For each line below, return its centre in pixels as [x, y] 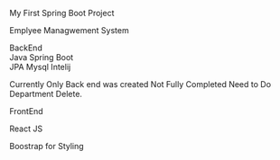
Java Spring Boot [42, 57]
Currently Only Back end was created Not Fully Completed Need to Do [140, 84]
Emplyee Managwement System [69, 30]
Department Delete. [46, 94]
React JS [26, 129]
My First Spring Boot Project [62, 13]
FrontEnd [26, 111]
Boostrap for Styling [47, 146]
